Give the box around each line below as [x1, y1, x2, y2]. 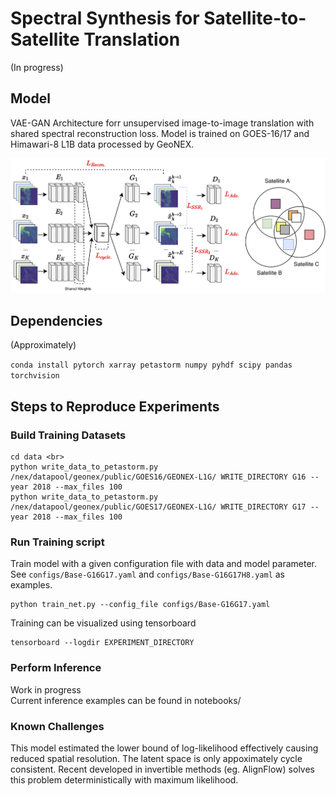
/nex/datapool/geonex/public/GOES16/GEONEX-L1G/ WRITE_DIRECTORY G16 [10, 472, 307, 482]
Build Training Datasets [10, 428, 127, 442]
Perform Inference [10, 661, 102, 675]
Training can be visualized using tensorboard [10, 617, 197, 629]
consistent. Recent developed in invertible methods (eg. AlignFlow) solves [10, 763, 315, 775]
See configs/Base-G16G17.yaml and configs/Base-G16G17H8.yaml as [10, 568, 285, 581]
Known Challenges [10, 719, 105, 733]
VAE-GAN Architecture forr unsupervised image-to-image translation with [10, 117, 315, 129]
